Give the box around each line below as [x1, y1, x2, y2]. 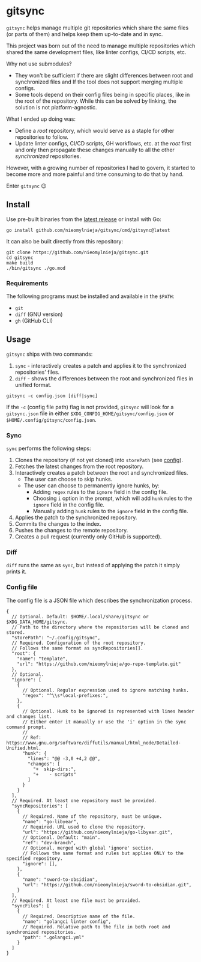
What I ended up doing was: [6, 115, 76, 123]
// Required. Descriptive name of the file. [22, 913, 136, 919]
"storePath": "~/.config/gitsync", [11, 635, 101, 641]
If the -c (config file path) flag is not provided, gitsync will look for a [6, 403, 174, 410]
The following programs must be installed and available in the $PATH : [6, 293, 175, 300]
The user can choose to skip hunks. [23, 476, 113, 483]
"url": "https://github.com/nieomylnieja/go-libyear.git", [22, 829, 173, 835]
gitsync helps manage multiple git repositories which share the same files [6, 24, 189, 31]
